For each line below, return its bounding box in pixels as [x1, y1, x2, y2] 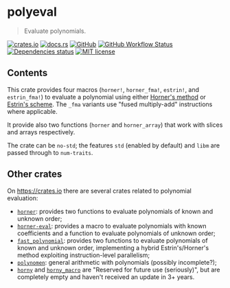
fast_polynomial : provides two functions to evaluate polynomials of [16, 236, 208, 244]
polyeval [7, 4, 57, 20]
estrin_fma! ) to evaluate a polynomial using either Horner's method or [7, 93, 206, 101]
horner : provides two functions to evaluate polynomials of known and [16, 207, 214, 215]
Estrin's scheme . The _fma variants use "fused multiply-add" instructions [7, 100, 213, 108]
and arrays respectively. [7, 128, 76, 136]
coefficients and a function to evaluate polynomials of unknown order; [16, 229, 216, 237]
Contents [7, 67, 48, 79]
